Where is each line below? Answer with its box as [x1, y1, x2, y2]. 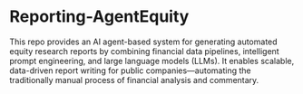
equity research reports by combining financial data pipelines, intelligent [9, 45, 279, 56]
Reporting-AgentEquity [9, 6, 190, 27]
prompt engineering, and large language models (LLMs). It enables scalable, [9, 55, 295, 66]
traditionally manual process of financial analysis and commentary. [9, 74, 259, 85]
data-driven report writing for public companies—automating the [9, 65, 251, 76]
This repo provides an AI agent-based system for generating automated [9, 36, 279, 47]
